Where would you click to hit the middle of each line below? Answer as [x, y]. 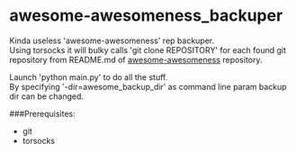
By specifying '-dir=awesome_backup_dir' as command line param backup [148, 86]
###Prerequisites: [42, 113]
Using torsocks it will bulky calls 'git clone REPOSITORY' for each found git [148, 49]
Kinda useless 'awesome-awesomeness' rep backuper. [112, 40]
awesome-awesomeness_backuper [146, 16]
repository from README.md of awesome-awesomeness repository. [136, 59]
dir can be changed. [46, 96]
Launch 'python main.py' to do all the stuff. [89, 76]
